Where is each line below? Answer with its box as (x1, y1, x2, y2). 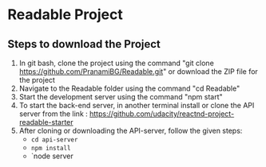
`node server (30, 151, 73, 161)
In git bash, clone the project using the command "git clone (18, 58, 215, 68)
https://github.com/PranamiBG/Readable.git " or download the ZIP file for (18, 67, 259, 76)
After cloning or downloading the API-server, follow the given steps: (18, 126, 243, 135)
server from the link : (18, 109, 89, 118)
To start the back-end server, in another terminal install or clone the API (18, 101, 255, 110)
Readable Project (7, 6, 123, 24)
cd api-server (30, 136, 78, 144)
